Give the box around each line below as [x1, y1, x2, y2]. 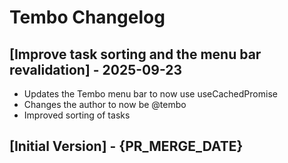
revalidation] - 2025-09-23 [9, 61, 183, 78]
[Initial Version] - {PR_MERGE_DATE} [9, 138, 244, 155]
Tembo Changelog [9, 6, 166, 29]
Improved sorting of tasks [23, 109, 131, 121]
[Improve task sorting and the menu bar [9, 46, 262, 63]
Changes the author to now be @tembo [23, 99, 187, 110]
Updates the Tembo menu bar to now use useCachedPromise [23, 88, 278, 100]
